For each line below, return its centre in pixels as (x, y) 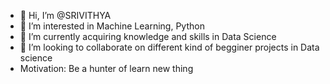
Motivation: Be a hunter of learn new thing (106, 68)
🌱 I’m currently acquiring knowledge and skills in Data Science (148, 36)
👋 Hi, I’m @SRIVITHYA (65, 15)
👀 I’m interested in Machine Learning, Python (112, 26)
